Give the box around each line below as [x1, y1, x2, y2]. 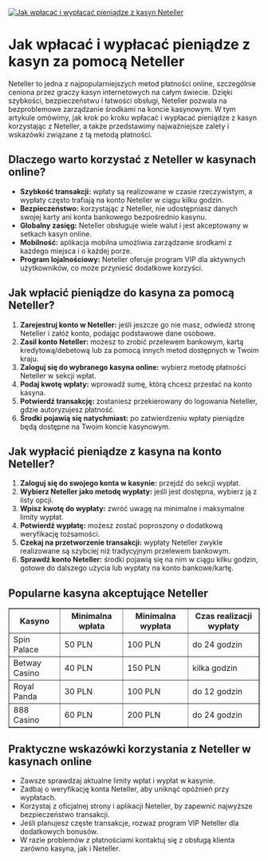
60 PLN [64, 709, 93, 720]
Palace [13, 644, 39, 655]
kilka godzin [192, 663, 238, 674]
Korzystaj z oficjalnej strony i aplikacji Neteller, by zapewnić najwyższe [19, 801, 253, 811]
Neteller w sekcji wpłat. [19, 371, 97, 380]
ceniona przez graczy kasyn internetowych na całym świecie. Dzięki [8, 87, 233, 97]
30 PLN [64, 686, 93, 697]
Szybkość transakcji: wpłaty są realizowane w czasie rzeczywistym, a [19, 186, 253, 196]
